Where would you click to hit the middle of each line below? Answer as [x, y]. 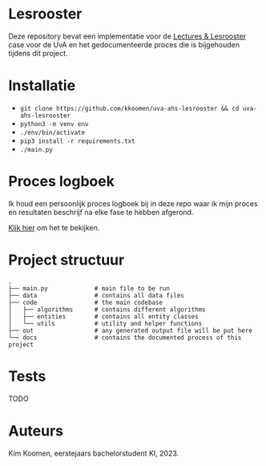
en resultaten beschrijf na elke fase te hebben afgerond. [101, 212]
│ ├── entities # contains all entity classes [103, 316]
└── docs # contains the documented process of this [125, 338]
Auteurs [36, 431]
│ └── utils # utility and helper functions [105, 323]
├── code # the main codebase [85, 302]
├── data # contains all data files [96, 295]
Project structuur [66, 260]
